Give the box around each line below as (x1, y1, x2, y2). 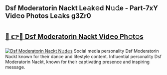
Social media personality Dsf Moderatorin (74, 48, 160, 54)
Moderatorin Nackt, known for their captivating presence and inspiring (5, 59, 150, 65)
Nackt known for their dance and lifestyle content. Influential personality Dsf (5, 54, 162, 59)
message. (5, 64, 25, 70)
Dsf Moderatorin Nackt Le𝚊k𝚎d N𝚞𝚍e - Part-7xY (5, 4, 159, 12)
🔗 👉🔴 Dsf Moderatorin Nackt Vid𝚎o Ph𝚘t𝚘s (5, 32, 144, 41)
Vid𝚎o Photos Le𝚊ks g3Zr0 (5, 12, 91, 20)
